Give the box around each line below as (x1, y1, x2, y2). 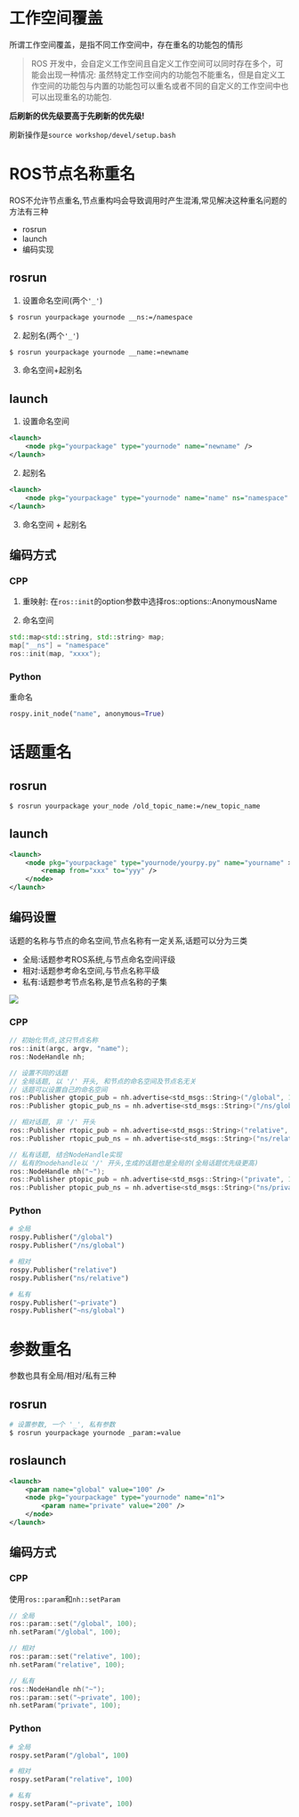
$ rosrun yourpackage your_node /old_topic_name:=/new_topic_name (9, 802, 261, 811)
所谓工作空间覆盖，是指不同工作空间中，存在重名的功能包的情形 (9, 39, 243, 50)
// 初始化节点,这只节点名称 (9, 1036, 99, 1046)
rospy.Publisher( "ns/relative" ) (9, 1273, 129, 1282)
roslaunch (9, 1453, 67, 1468)
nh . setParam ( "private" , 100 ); (9, 1701, 122, 1710)
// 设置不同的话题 (9, 1069, 69, 1078)
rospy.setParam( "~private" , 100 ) (9, 1799, 133, 1808)
